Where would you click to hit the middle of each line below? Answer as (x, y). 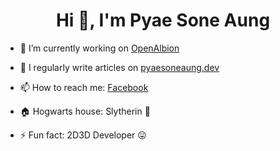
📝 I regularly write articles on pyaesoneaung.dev (119, 67)
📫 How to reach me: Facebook (84, 87)
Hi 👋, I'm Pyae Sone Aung (163, 20)
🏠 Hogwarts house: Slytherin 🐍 (85, 111)
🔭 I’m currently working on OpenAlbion (99, 48)
